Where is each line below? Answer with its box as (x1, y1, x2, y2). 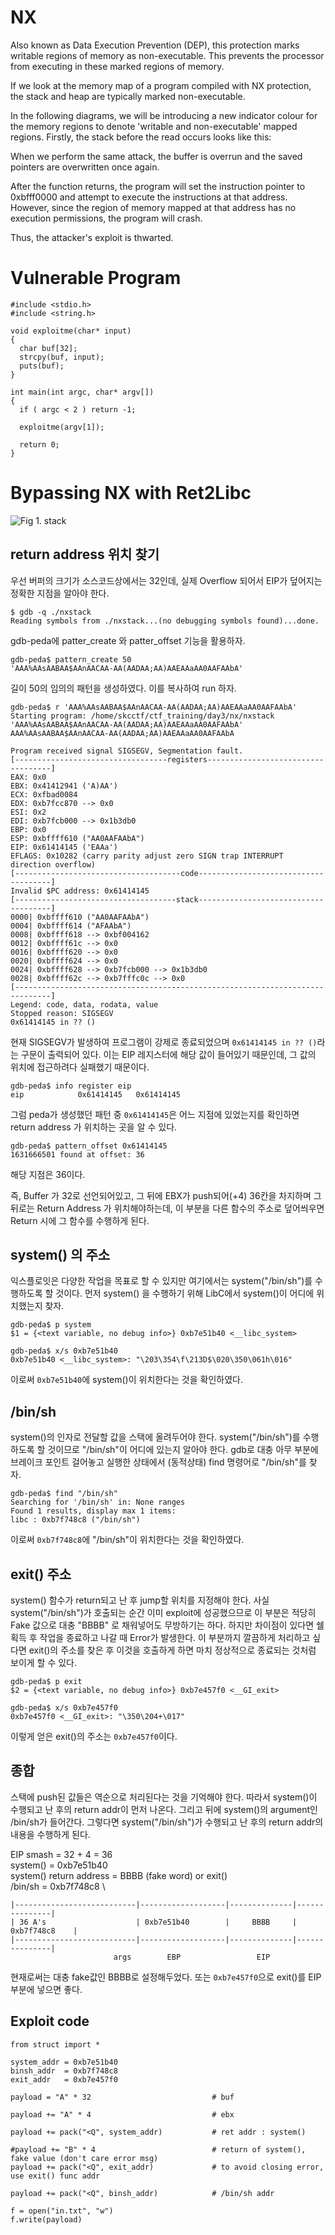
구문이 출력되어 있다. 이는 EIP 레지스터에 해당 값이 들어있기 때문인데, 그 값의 (20, 1048, 317, 1060)
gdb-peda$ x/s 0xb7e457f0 (10, 1703, 118, 1713)
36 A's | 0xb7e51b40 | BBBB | (19, 1917, 298, 1927)
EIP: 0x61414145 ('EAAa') (10, 842, 118, 852)
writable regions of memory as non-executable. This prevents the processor (10, 49, 325, 61)
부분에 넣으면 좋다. (10, 1983, 83, 1995)
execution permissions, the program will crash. (10, 212, 203, 224)
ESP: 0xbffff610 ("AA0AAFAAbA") (10, 833, 145, 843)
